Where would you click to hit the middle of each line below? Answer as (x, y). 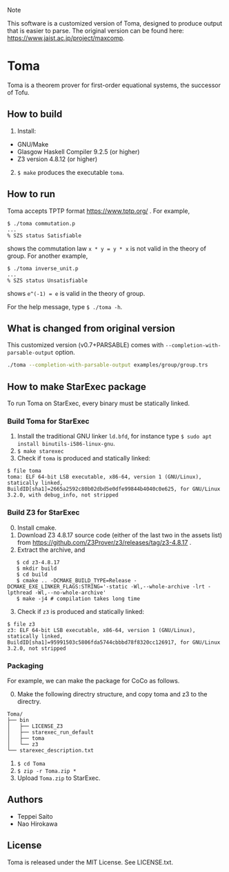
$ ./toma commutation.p (41, 223)
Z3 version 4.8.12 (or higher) (57, 159)
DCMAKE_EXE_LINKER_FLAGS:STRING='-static (68, 586)
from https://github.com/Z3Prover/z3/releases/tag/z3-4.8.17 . (104, 542)
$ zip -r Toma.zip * (47, 771)
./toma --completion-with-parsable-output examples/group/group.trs (108, 365)
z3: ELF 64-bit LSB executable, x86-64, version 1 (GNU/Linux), (101, 630)
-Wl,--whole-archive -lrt (168, 586)
